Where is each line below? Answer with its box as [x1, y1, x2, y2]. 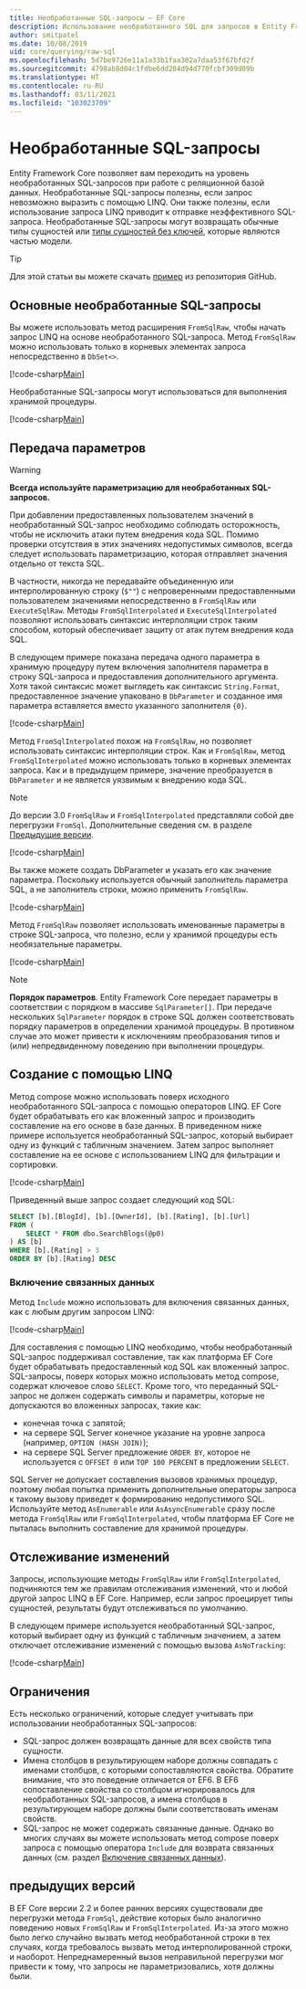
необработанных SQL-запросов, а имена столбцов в [22, 1794, 228, 1805]
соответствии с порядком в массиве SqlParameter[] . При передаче [9, 1001, 272, 1012]
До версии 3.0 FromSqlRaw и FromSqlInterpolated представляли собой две [9, 809, 294, 820]
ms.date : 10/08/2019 [9, 38, 88, 48]
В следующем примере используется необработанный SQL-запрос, [9, 1620, 276, 1631]
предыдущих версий [9, 1878, 136, 1894]
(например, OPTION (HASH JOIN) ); [22, 1437, 148, 1448]
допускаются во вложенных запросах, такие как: [9, 1400, 202, 1411]
